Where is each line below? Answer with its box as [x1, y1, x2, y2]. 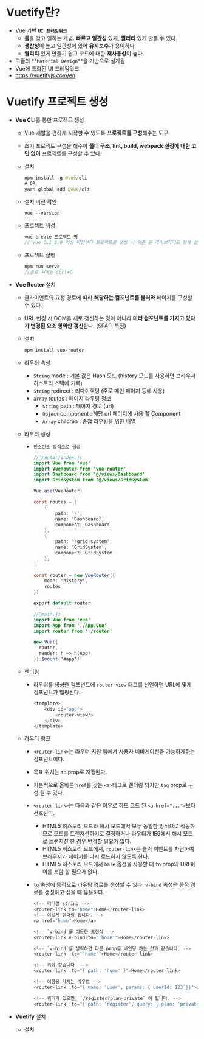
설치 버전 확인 [24, 198, 57, 205]
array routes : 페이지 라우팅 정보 [33, 394, 111, 402]
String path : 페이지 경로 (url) [42, 402, 114, 410]
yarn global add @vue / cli [24, 186, 90, 192]
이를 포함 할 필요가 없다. [42, 868, 99, 875]
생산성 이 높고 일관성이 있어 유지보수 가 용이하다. [24, 42, 137, 49]
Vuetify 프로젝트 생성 [6, 95, 109, 109]
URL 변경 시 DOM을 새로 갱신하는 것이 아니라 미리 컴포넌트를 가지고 [24, 314, 185, 321]
